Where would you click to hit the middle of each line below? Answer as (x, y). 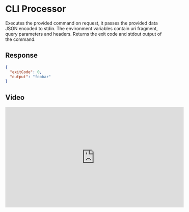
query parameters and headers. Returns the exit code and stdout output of (84, 34)
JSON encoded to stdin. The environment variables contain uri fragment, (82, 28)
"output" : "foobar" (31, 77)
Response (22, 55)
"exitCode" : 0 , (26, 72)
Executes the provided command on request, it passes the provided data (82, 23)
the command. (20, 39)
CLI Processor (36, 9)
